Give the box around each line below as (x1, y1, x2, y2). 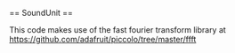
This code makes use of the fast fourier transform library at (9, 25, 227, 34)
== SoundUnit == (9, 8, 74, 18)
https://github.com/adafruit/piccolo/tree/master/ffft (9, 34, 197, 44)
